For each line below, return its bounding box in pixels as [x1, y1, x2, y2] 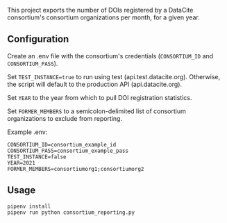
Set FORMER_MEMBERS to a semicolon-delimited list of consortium [7, 107, 186, 115]
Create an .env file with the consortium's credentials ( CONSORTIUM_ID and [7, 51, 214, 60]
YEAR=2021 [7, 159, 36, 166]
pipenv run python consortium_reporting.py [7, 208, 135, 216]
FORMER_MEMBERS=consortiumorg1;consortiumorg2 [7, 165, 144, 172]
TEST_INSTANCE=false [7, 153, 67, 160]
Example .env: [7, 128, 48, 136]
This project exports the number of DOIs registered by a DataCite [7, 6, 194, 14]
